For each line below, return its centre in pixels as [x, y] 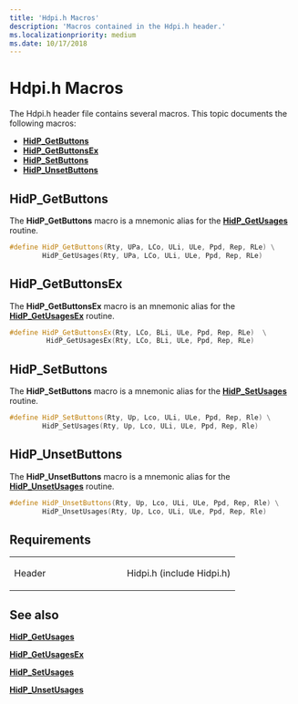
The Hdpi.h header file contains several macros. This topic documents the [149, 114]
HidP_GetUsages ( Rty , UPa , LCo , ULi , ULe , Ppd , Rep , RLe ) [153, 255]
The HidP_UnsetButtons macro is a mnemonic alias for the [120, 476]
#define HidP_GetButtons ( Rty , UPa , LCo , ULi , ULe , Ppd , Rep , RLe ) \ [142, 247]
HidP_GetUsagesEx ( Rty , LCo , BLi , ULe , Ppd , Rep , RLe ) [150, 341]
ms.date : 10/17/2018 [49, 43]
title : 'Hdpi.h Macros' [55, 18]
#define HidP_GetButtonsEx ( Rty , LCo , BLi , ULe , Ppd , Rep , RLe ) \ [138, 332]
